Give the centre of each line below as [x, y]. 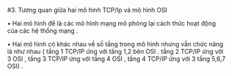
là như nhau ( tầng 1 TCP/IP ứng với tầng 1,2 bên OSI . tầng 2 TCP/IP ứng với [115, 51]
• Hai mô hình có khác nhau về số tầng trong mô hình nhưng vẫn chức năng [115, 44]
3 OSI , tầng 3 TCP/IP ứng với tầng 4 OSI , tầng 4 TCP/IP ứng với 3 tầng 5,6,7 [116, 59]
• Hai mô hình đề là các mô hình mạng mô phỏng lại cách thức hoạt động [111, 23]
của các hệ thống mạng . [43, 31]
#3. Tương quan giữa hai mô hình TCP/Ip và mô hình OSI [87, 10]
